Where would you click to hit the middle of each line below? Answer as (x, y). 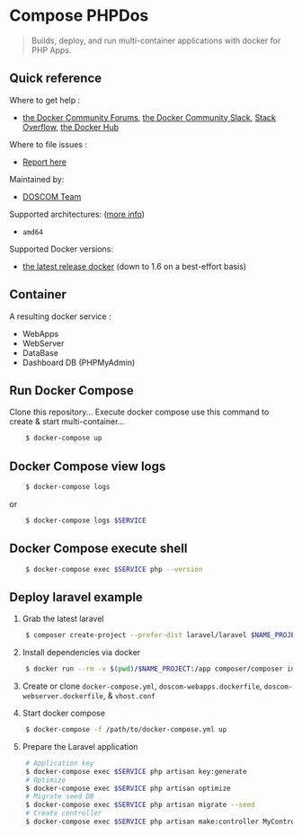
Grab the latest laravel (63, 619)
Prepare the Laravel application (80, 746)
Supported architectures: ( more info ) (77, 214)
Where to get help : (45, 100)
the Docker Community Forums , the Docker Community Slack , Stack (149, 117)
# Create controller (64, 813)
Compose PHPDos (79, 16)
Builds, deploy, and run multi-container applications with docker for (156, 40)
